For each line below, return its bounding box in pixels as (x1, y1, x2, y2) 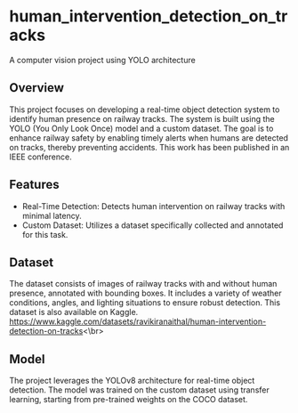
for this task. (21, 229, 68, 239)
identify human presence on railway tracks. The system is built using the (9, 113, 275, 124)
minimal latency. (21, 210, 82, 221)
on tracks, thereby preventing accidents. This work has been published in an (9, 142, 290, 152)
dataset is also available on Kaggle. (9, 307, 139, 318)
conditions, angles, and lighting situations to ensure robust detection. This (9, 297, 281, 308)
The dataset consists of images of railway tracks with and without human (9, 279, 278, 289)
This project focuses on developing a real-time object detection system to (9, 104, 280, 115)
